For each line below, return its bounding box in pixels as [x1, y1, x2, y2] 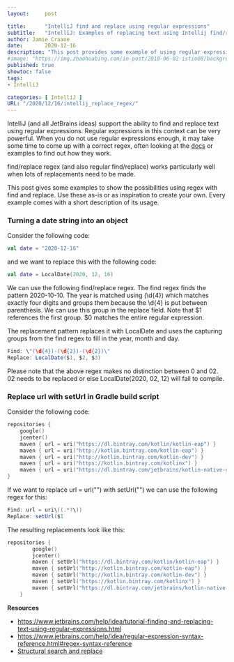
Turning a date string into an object [7, 216, 129, 225]
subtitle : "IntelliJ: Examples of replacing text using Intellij [7, 29, 208, 36]
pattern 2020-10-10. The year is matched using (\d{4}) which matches [7, 291, 209, 300]
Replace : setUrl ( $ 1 [7, 513, 64, 520]
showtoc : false [7, 68, 52, 75]
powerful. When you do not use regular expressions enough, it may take [7, 134, 214, 143]
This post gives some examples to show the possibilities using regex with [7, 183, 218, 192]
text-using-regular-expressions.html [17, 624, 122, 633]
